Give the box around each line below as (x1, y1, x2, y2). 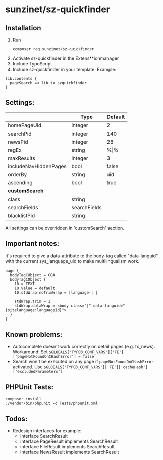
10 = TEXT (14, 281, 35, 286)
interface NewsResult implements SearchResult (20, 449, 119, 455)
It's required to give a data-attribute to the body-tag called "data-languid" (5, 253, 158, 259)
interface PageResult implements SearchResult (20, 438, 118, 444)
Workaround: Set (12, 349, 48, 355)
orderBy (8, 171, 27, 178)
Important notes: (5, 239, 60, 248)
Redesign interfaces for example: (12, 428, 82, 434)
